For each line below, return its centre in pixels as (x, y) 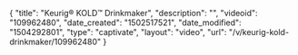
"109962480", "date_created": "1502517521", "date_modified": (126, 23)
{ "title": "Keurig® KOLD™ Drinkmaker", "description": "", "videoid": (134, 13)
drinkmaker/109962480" (55, 41)
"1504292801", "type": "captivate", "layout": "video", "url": (118, 32)
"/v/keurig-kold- (258, 32)
